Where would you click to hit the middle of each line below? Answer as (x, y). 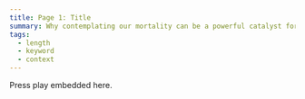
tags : (20, 34)
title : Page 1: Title (50, 18)
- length (34, 43)
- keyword (36, 51)
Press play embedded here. (61, 85)
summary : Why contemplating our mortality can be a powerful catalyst (146, 26)
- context (36, 59)
